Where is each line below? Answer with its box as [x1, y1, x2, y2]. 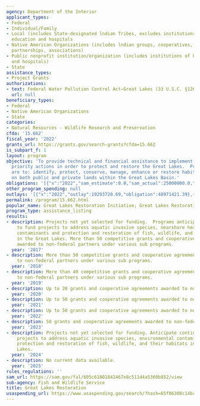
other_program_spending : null [6, 186, 82, 192]
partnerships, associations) [11, 48, 84, 54]
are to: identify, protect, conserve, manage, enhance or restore [11, 169, 180, 176]
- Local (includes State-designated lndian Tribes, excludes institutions [6, 31, 196, 37]
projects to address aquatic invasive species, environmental [17, 335, 174, 341]
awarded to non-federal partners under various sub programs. [17, 241, 174, 247]
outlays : [6, 191, 28, 197]
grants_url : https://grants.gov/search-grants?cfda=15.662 [6, 141, 156, 148]
